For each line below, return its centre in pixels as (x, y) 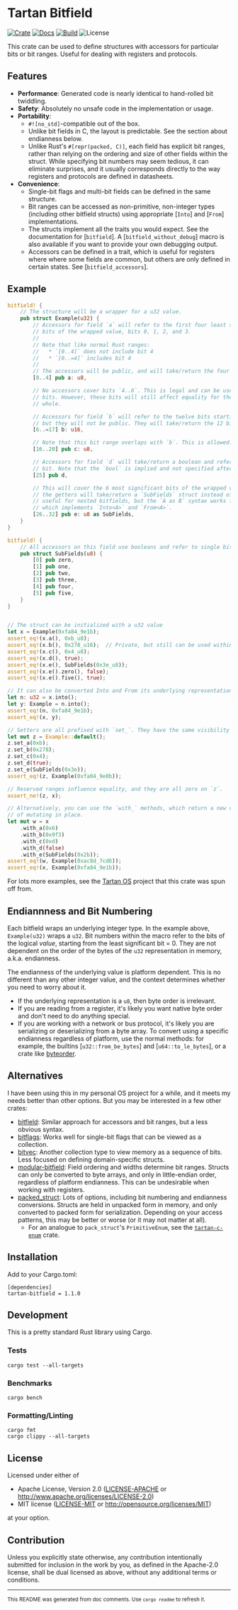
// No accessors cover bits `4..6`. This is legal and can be (126, 391)
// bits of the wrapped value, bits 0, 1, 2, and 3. (112, 332)
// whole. (47, 404)
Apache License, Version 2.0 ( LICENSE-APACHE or (92, 1489)
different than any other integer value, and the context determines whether (116, 979)
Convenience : (39, 184)
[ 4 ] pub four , (53, 587)
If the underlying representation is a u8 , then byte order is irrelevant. (117, 1001)
